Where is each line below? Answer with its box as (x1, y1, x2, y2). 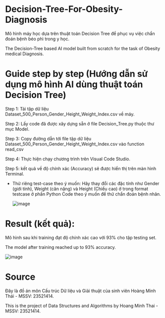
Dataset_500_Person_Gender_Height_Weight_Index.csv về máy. (5, 111, 135, 117)
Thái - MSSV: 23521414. (5, 293, 55, 299)
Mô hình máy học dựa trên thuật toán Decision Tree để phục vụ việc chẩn (5, 30, 155, 36)
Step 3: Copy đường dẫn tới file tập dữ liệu (5, 135, 92, 141)
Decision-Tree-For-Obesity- (5, 3, 123, 15)
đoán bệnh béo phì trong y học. (5, 36, 69, 42)
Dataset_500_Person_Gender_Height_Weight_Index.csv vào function (5, 141, 145, 147)
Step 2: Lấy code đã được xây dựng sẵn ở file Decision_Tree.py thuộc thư (5, 120, 155, 126)
